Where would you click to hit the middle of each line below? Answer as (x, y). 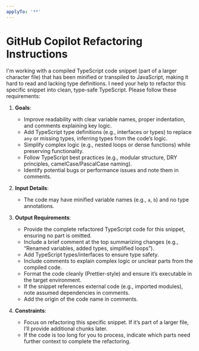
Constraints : (30, 310)
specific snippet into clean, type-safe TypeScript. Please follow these (91, 90)
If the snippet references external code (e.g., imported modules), (103, 286)
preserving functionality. (54, 151)
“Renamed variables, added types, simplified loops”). (89, 248)
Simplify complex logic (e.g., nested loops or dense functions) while (107, 145)
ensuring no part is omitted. (58, 235)
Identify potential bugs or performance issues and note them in (101, 170)
